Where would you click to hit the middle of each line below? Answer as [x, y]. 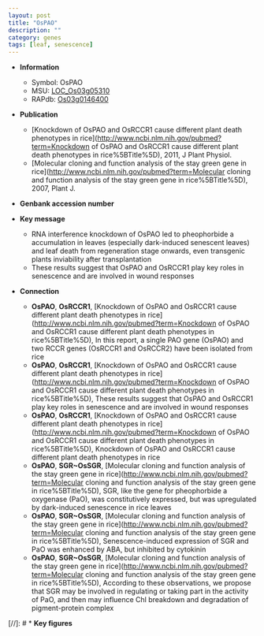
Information [39, 67]
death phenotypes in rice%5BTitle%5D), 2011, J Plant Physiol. [132, 155]
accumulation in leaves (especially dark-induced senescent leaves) [140, 243]
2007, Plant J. [54, 188]
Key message [42, 219]
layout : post [30, 15]
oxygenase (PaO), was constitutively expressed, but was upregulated [144, 499]
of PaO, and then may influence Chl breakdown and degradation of [140, 600]
